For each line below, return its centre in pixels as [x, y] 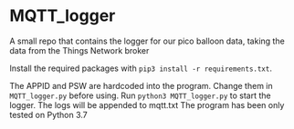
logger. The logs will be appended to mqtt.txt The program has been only [147, 104]
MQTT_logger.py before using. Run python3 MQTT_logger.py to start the [140, 95]
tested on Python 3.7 [49, 114]
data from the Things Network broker [79, 50]
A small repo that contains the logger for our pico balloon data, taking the [147, 41]
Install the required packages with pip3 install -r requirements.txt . [141, 68]
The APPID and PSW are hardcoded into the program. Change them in [142, 85]
